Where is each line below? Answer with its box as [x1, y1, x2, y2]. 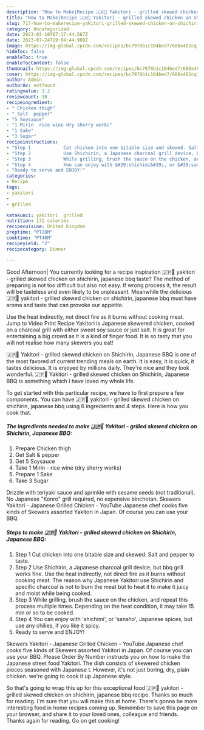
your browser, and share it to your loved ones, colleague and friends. [6, 711, 179, 718]
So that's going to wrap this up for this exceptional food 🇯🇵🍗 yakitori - [6, 684, 183, 692]
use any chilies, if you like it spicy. [15, 622, 100, 630]
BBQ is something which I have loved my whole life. [6, 377, 135, 384]
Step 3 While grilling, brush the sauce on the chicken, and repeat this [15, 596, 188, 603]
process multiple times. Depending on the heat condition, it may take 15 [15, 603, 194, 610]
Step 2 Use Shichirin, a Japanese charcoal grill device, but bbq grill [15, 564, 183, 571]
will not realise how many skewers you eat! [6, 339, 114, 346]
